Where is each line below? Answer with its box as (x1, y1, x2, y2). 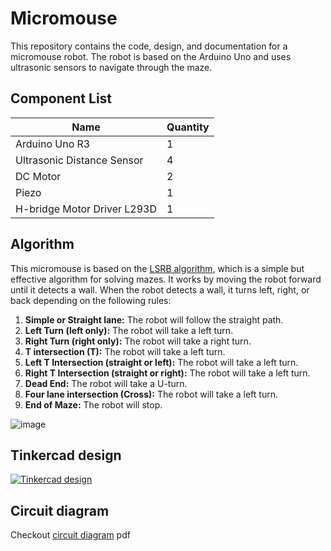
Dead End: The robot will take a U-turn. (24, 377, 188, 389)
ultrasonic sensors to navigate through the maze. (10, 61, 213, 73)
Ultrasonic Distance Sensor (15, 153, 144, 167)
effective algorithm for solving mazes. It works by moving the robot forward (10, 273, 322, 285)
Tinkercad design (10, 447, 122, 464)
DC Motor (15, 169, 62, 183)
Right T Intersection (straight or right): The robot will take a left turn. (24, 367, 311, 379)
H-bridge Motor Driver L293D (15, 202, 158, 216)
